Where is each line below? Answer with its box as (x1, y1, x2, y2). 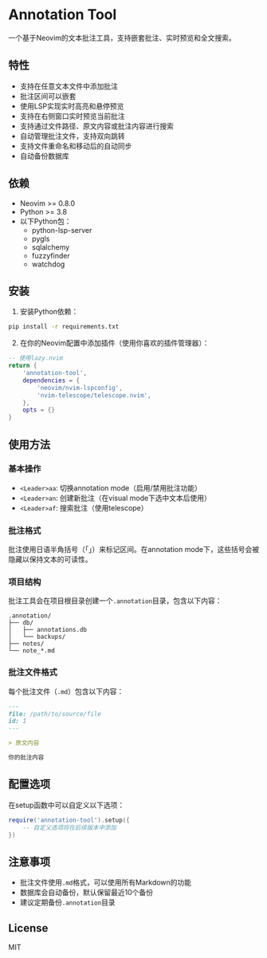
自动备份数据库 (19, 151, 69, 160)
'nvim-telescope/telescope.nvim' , (37, 391, 151, 400)
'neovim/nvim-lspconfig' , (37, 384, 124, 392)
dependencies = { (22, 376, 80, 384)
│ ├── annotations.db (8, 626, 88, 634)
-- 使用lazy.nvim (8, 354, 64, 362)
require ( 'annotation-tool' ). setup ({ (8, 816, 130, 824)
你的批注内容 (8, 754, 45, 762)
